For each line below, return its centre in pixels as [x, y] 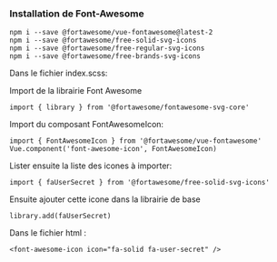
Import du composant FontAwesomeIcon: [87, 125]
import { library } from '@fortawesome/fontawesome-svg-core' [129, 107]
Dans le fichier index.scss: [59, 73]
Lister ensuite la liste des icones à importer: [91, 166]
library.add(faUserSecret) [60, 217]
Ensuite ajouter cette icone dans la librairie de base [105, 199]
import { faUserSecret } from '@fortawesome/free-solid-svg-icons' [140, 183]
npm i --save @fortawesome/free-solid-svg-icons [103, 40]
